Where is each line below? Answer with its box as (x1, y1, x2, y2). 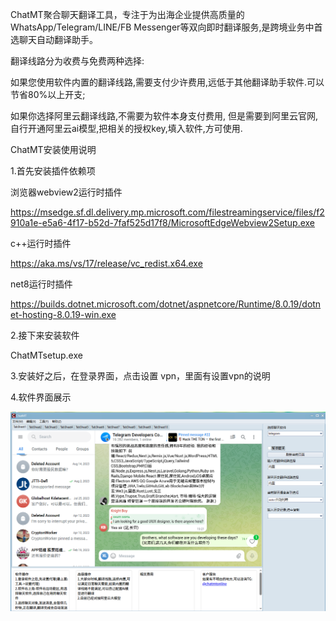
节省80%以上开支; (10, 89, 86, 100)
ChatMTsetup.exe (10, 349, 83, 361)
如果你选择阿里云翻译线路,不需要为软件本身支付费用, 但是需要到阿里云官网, (10, 110, 319, 122)
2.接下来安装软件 (10, 329, 80, 341)
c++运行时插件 (10, 238, 72, 249)
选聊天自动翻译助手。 (10, 34, 98, 45)
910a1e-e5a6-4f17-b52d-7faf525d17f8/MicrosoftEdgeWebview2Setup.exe (10, 217, 316, 228)
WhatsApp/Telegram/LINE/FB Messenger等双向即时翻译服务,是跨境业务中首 (10, 21, 323, 33)
